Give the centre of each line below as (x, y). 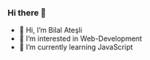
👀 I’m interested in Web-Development (81, 38)
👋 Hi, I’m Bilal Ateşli (51, 30)
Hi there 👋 (27, 13)
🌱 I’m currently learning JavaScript (76, 47)
